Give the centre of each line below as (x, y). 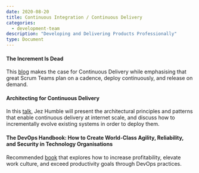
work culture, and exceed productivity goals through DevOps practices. (94, 163)
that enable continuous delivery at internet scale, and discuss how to (91, 118)
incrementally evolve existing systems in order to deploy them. (83, 124)
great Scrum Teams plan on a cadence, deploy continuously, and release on (99, 78)
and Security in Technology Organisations (60, 144)
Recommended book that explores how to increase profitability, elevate (94, 157)
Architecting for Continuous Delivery (53, 98)
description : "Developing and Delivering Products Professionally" (92, 34)
